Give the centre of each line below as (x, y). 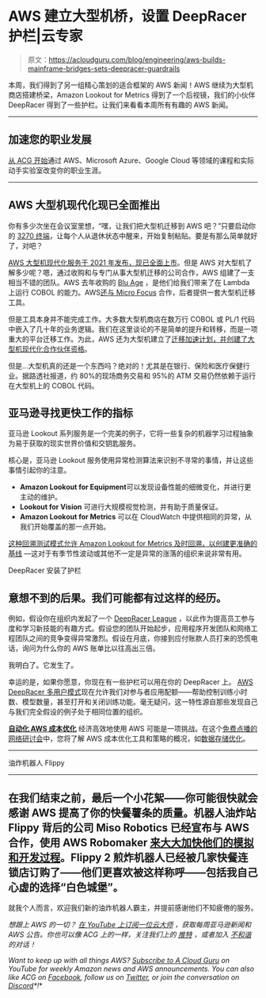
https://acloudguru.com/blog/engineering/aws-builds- (137, 60)
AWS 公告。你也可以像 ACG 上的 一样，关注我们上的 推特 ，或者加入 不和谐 (130, 934)
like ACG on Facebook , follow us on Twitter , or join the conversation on (124, 977)
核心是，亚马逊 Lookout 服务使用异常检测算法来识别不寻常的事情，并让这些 (131, 460)
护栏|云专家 (46, 36)
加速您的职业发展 (50, 140)
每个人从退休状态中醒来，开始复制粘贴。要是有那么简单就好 (160, 236)
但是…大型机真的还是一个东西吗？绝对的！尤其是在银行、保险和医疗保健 (126, 365)
